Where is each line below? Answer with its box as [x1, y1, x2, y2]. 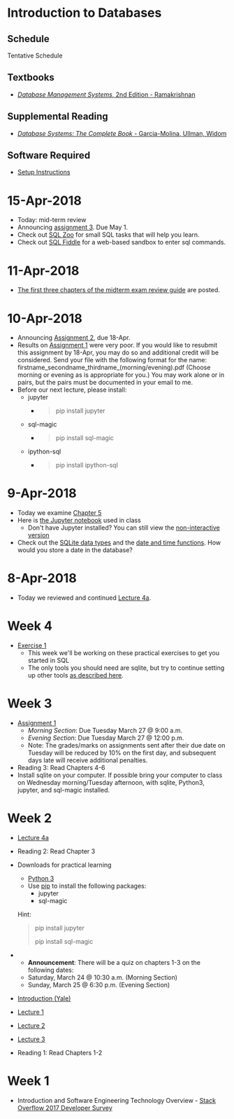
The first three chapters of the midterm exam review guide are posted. [17, 286, 220, 294]
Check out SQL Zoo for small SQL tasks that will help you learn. [17, 231, 200, 239]
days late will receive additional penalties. [27, 756, 148, 764]
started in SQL [27, 657, 70, 665]
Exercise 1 [17, 641, 47, 650]
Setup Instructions [17, 168, 71, 177]
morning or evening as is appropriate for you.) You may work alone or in [17, 371, 225, 379]
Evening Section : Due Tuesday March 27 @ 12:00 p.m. [27, 734, 184, 742]
